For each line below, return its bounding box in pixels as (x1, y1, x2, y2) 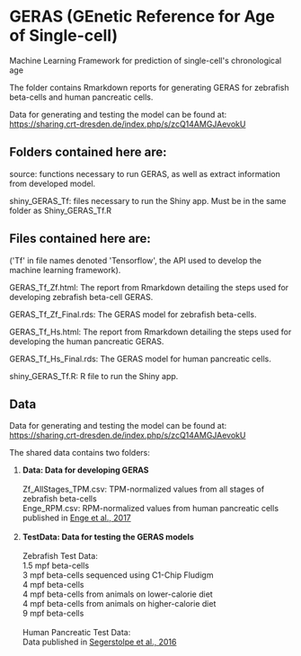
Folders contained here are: (9, 145, 167, 160)
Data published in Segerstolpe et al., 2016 (22, 636, 177, 648)
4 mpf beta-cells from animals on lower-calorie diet (22, 589, 213, 599)
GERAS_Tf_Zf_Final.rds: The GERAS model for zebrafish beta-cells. (9, 308, 257, 320)
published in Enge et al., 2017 (22, 512, 132, 523)
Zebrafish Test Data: (22, 551, 99, 562)
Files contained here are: (9, 231, 151, 246)
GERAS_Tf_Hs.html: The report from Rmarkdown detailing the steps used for (9, 326, 292, 337)
